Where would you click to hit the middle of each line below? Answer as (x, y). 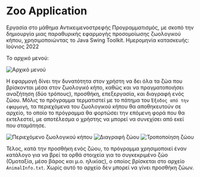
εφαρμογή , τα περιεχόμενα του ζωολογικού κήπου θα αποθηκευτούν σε (94, 106)
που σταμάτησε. (26, 125)
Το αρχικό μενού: (27, 58)
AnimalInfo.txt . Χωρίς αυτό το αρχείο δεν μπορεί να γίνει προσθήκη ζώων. (100, 167)
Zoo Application (47, 11)
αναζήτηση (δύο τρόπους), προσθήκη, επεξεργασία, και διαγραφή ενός (95, 94)
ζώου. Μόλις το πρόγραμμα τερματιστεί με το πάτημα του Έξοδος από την (98, 100)
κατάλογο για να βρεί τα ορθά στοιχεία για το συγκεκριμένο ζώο (87, 155)
